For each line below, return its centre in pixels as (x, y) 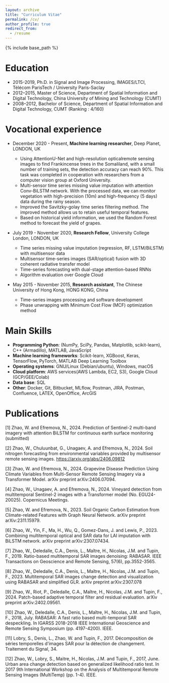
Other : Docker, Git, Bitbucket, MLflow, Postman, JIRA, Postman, (79, 387)
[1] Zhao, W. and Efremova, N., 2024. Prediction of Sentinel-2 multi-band (81, 427)
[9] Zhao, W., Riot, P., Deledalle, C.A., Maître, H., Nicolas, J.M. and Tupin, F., (84, 592)
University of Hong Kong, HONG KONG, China (60, 290)
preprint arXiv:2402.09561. (33, 602)
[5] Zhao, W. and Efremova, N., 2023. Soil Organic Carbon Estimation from (82, 509)
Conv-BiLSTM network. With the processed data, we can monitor (88, 190)
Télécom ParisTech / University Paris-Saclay (59, 87)
